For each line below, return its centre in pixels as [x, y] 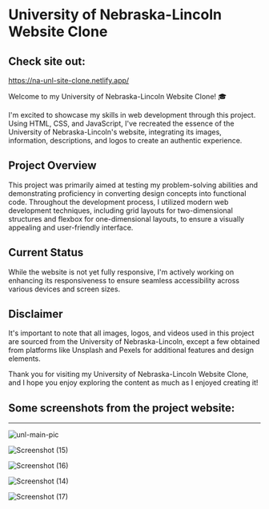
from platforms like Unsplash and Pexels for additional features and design [131, 351]
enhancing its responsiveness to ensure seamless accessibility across [124, 280]
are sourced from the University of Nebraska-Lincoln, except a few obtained [134, 342]
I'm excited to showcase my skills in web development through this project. [132, 115]
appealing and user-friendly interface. [71, 227]
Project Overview [52, 166]
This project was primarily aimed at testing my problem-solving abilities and [133, 185]
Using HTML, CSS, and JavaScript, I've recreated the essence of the [121, 123]
